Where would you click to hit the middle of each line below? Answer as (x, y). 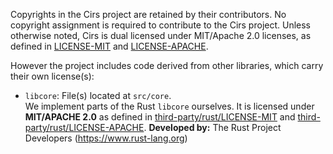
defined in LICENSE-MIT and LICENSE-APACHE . (109, 46)
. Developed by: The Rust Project (212, 127)
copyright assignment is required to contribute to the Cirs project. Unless (160, 25)
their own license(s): (52, 76)
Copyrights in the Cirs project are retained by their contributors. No (148, 14)
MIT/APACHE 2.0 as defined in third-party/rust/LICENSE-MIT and (160, 117)
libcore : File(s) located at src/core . (98, 95)
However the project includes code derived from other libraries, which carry (167, 65)
